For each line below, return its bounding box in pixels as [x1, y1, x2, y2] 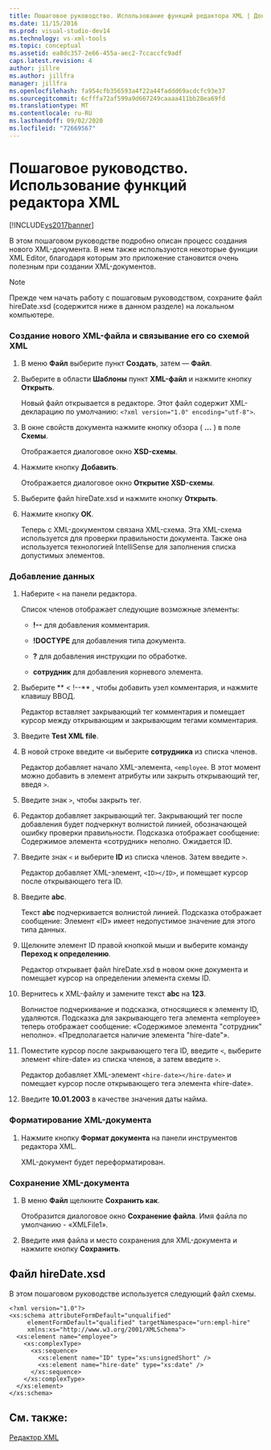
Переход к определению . [20, 949, 111, 959]
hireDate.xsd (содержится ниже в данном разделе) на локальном [9, 301, 234, 311]
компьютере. [9, 310, 55, 320]
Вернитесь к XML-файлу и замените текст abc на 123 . [20, 989, 207, 999]
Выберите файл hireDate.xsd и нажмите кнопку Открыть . [20, 493, 218, 503]
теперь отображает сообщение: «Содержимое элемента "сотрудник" [20, 1022, 262, 1031]
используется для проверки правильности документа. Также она [20, 533, 248, 543]
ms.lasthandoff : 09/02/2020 [9, 117, 104, 125]
